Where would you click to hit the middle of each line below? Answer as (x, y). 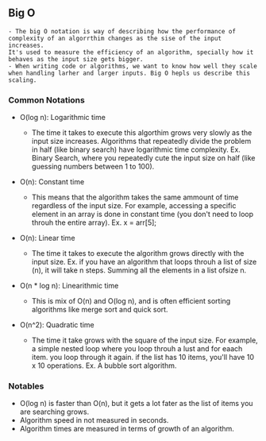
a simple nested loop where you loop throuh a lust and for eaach (137, 349)
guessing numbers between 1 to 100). (93, 167)
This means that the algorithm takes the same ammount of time (135, 197)
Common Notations (46, 100)
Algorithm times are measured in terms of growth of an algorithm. (127, 429)
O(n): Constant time (52, 182)
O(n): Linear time (47, 238)
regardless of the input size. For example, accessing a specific (134, 206)
